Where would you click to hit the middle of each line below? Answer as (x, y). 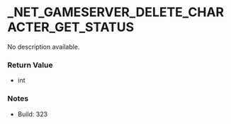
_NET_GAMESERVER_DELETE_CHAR (116, 12)
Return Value (30, 65)
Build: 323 (33, 114)
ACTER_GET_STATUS (71, 27)
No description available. (44, 46)
